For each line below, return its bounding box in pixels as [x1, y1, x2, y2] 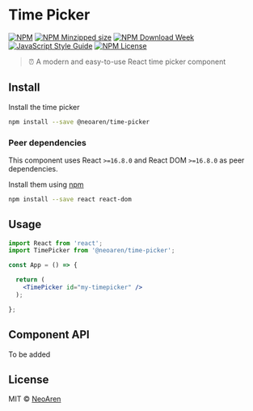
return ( [15, 276, 45, 284]
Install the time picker [8, 102, 80, 112]
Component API [8, 328, 91, 341]
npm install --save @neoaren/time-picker [8, 117, 150, 126]
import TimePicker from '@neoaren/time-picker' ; [8, 247, 175, 255]
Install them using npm [8, 180, 84, 189]
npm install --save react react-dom [8, 195, 132, 203]
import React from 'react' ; [8, 239, 103, 248]
